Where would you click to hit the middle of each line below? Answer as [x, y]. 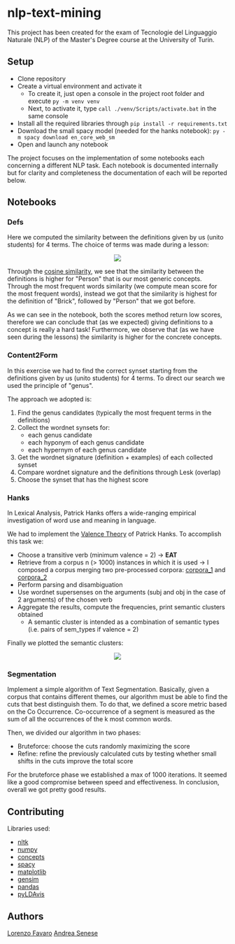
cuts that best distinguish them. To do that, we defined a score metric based [117, 704]
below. [17, 180]
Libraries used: [29, 828]
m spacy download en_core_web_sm [66, 137]
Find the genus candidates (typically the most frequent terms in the [114, 412]
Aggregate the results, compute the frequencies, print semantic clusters [121, 607]
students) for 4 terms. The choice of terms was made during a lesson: [108, 245]
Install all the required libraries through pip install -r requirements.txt [122, 123]
